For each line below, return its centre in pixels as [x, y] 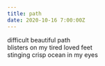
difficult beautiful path [39, 40]
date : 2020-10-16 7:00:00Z [46, 20]
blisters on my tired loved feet [50, 47]
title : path [24, 14]
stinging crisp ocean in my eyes [53, 55]
